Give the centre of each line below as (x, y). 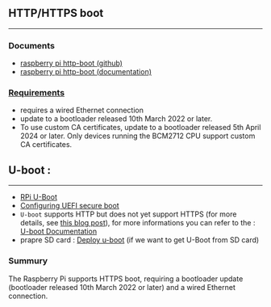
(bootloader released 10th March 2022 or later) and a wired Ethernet (122, 287)
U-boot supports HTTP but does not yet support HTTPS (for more (128, 214)
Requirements (37, 93)
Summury (28, 261)
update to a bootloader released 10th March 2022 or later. (116, 119)
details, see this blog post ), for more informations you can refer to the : (138, 223)
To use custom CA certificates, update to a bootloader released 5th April (140, 128)
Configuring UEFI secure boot (69, 206)
